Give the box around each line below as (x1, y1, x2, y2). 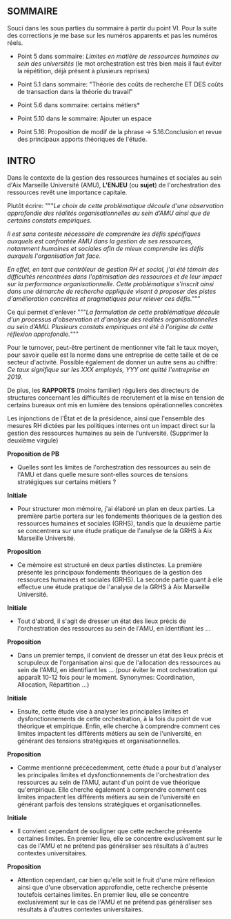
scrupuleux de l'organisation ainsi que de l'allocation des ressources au (17, 658, 221, 667)
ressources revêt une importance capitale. (7, 188, 128, 196)
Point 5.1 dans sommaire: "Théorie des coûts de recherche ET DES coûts (17, 80, 224, 89)
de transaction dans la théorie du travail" (17, 87, 133, 95)
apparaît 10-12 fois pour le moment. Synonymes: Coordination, (17, 673, 195, 681)
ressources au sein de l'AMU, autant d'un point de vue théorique (17, 778, 201, 786)
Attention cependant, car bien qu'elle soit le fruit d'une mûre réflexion (17, 875, 215, 884)
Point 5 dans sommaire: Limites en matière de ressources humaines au (17, 52, 219, 60)
